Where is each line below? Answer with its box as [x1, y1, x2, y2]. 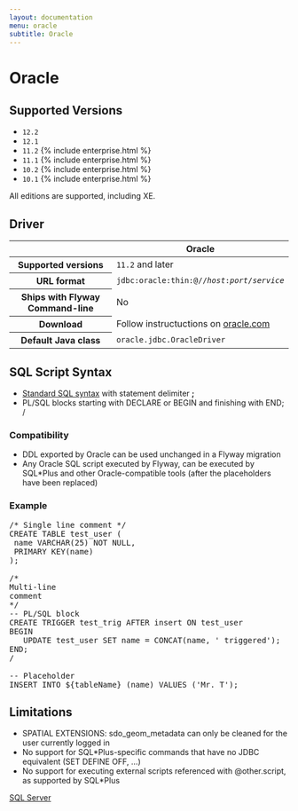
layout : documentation [9, 12, 93, 22]
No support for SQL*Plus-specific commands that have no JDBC [21, 747, 260, 758]
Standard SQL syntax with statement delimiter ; [21, 388, 195, 398]
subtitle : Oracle [9, 29, 74, 38]
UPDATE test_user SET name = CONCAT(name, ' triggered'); [23, 635, 281, 645]
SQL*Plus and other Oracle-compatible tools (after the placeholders [21, 468, 272, 479]
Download [38, 319, 82, 331]
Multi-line [9, 582, 57, 592]
